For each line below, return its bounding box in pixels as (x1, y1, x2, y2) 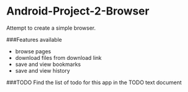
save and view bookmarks (15, 61, 81, 68)
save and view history (15, 67, 70, 74)
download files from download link (15, 54, 102, 61)
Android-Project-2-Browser (6, 4, 150, 18)
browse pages (15, 47, 52, 55)
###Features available (6, 36, 62, 43)
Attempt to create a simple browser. (6, 24, 96, 31)
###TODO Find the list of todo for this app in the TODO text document (6, 79, 182, 86)
